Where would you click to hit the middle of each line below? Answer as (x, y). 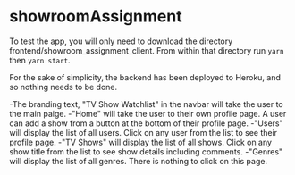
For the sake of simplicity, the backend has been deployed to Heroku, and (145, 77)
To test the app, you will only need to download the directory (121, 41)
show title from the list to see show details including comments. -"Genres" (146, 151)
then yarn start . (40, 60)
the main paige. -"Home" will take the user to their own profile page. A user (148, 113)
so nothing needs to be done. (63, 87)
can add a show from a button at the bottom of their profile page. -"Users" (146, 123)
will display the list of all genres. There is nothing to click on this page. (139, 161)
